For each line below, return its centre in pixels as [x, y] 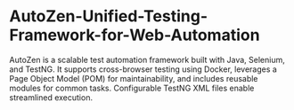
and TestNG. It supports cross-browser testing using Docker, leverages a [143, 69]
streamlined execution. [51, 97]
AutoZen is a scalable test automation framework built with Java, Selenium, [147, 59]
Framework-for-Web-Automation [135, 35]
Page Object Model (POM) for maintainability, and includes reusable [134, 78]
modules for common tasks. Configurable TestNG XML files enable [132, 88]
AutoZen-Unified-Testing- [108, 16]
